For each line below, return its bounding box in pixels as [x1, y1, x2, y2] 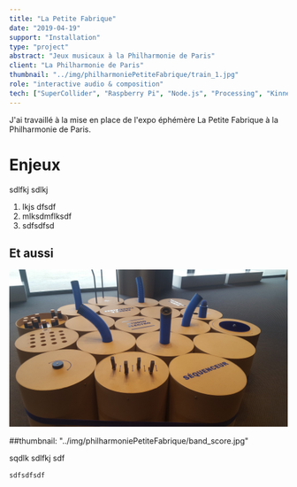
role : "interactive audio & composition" [9, 80, 164, 89]
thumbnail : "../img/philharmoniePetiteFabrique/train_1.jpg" [9, 71, 240, 80]
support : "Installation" [9, 33, 101, 42]
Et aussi [9, 245, 54, 260]
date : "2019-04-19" [9, 23, 81, 33]
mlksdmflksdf [21, 211, 72, 221]
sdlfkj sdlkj [9, 184, 49, 195]
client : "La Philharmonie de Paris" [9, 61, 144, 70]
